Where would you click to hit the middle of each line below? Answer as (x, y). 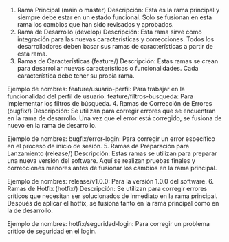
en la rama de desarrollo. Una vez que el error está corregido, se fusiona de (115, 118)
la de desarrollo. (30, 210)
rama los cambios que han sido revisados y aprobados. (95, 24)
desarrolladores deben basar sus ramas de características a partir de (115, 46)
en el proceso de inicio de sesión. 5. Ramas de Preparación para (98, 146)
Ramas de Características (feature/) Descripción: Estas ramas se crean (118, 61)
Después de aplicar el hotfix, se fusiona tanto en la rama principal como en (113, 203)
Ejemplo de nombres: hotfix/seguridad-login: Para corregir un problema (108, 224)
